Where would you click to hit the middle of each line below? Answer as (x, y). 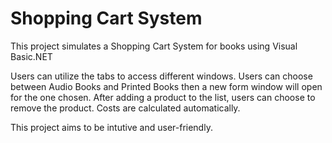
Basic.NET (31, 56)
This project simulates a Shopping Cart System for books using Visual (154, 46)
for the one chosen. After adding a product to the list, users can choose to (163, 97)
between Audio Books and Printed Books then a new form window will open (166, 86)
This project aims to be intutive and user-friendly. (111, 127)
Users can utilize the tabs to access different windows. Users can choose (161, 76)
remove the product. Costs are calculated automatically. (125, 108)
